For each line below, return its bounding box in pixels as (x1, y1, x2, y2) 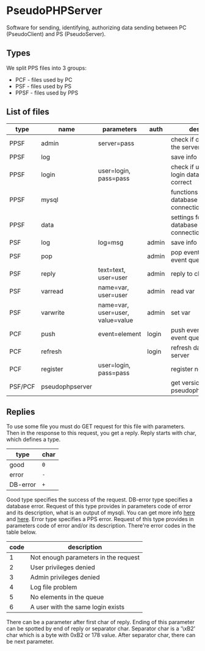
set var (170, 308, 191, 317)
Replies (6, 406, 35, 417)
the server (170, 143, 200, 151)
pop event (170, 248, 200, 256)
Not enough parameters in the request (30, 553, 140, 562)
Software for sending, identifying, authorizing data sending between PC (6, 24, 187, 31)
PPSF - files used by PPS (15, 89, 79, 96)
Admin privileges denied (30, 573, 100, 581)
